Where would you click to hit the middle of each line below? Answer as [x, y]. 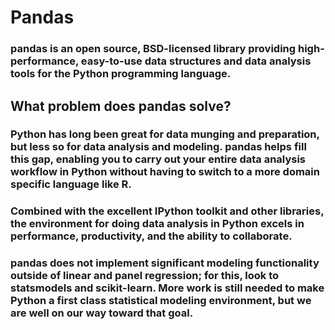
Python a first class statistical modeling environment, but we [161, 301]
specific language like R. [71, 184]
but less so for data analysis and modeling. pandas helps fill [158, 147]
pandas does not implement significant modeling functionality [165, 263]
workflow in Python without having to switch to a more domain [165, 172]
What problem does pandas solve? [121, 106]
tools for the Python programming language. [121, 74]
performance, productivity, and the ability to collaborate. [151, 236]
